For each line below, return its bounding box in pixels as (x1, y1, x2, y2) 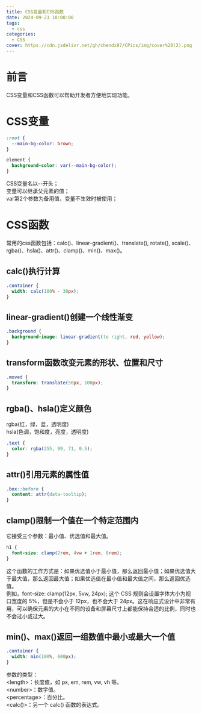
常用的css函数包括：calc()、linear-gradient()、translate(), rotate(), (6, 239, 170, 246)
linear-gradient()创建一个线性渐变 (6, 312, 133, 322)
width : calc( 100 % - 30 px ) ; (11, 288, 79, 294)
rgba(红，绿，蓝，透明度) (6, 421, 69, 428)
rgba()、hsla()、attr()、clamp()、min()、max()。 (6, 246, 126, 254)
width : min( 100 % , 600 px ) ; (11, 654, 77, 660)
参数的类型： (6, 671, 38, 678)
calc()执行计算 (6, 266, 60, 277)
